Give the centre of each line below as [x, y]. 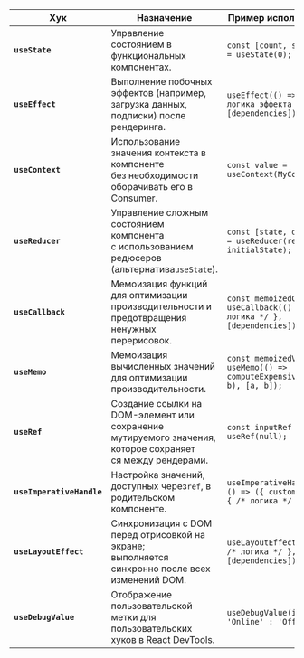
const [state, [257, 232]
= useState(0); [259, 55]
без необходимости [155, 175]
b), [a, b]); [255, 385]
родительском [143, 498]
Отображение [142, 594]
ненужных [133, 329]
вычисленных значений [163, 367]
